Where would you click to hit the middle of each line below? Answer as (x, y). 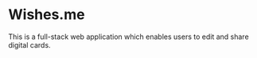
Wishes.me (47, 15)
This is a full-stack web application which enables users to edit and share (128, 37)
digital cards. (29, 44)
